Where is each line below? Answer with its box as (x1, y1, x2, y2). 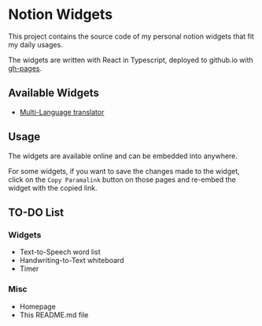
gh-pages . (8, 63, 42, 72)
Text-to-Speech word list (19, 247, 101, 257)
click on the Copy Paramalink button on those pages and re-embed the (8, 175, 236, 184)
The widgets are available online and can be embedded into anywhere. (8, 151, 238, 161)
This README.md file (19, 309, 89, 320)
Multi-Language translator (19, 107, 105, 117)
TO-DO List (8, 206, 65, 219)
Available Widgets (8, 87, 100, 100)
